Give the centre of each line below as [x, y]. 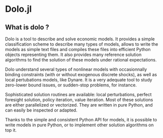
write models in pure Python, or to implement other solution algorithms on [80, 125]
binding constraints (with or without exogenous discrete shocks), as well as [81, 74]
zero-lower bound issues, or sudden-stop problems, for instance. [71, 85]
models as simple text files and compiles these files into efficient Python [78, 49]
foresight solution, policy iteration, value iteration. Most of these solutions [79, 100]
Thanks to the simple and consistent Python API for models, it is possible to [81, 120]
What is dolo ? [27, 27]
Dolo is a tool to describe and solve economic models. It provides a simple [80, 39]
